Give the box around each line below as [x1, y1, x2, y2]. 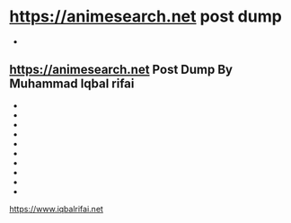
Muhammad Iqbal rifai [9, 76, 135, 92]
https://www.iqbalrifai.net [9, 203, 103, 214]
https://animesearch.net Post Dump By [9, 62, 234, 77]
